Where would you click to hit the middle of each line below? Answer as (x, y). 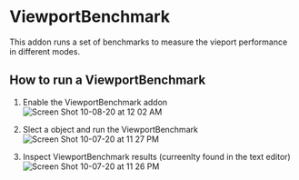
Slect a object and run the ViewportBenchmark (110, 129)
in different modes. (45, 51)
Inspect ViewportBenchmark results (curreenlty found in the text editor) (156, 156)
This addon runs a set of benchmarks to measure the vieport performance (149, 42)
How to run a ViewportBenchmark (108, 80)
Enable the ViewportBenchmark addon (95, 102)
